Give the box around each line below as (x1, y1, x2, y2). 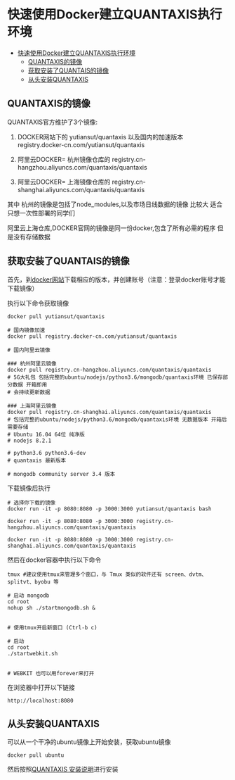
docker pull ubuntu (7, 752, 65, 759)
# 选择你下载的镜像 (7, 499, 56, 506)
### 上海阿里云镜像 (7, 402, 57, 409)
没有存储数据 (13, 232, 51, 241)
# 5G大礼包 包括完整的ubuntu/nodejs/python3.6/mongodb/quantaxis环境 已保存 (7, 374, 223, 381)
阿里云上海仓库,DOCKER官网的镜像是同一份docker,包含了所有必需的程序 (7, 223, 216, 232)
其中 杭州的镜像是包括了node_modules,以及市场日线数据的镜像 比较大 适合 (7, 200, 223, 208)
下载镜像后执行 (7, 484, 51, 492)
